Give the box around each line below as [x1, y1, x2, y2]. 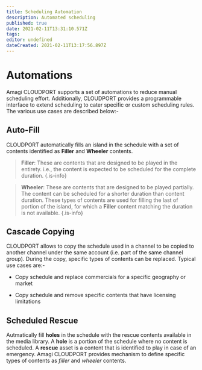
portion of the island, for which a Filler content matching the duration [21, 202, 193, 210]
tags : [6, 31, 20, 37]
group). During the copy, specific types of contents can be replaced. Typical [6, 256, 196, 263]
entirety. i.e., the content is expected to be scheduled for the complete [21, 165, 197, 172]
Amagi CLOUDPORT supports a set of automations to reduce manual [6, 88, 177, 95]
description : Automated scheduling [6, 14, 96, 20]
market [14, 280, 33, 287]
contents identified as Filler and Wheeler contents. [6, 147, 133, 154]
